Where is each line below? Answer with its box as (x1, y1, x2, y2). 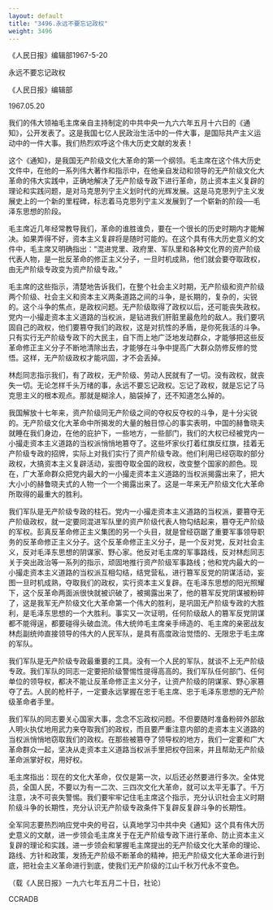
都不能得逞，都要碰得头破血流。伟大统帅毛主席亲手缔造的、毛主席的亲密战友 (8, 619, 265, 628)
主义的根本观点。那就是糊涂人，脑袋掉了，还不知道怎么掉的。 (22, 391, 229, 400)
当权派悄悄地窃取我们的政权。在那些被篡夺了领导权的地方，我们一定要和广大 (8, 734, 265, 745)
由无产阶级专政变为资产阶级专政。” (8, 265, 123, 274)
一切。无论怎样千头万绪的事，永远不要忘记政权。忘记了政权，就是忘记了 (15, 380, 258, 391)
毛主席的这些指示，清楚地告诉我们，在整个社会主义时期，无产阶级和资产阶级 (8, 282, 265, 291)
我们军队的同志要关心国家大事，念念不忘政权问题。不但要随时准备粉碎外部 (8, 714, 258, 724)
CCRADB (8, 895, 39, 904)
